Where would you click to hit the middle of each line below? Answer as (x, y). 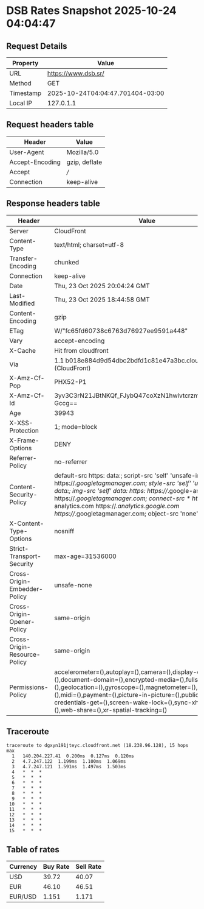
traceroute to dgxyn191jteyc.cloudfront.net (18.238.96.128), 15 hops (97, 746)
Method (20, 83)
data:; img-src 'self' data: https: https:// (111, 490)
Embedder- (26, 589)
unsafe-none (73, 585)
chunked (67, 262)
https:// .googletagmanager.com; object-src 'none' (126, 514)
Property (25, 63)
